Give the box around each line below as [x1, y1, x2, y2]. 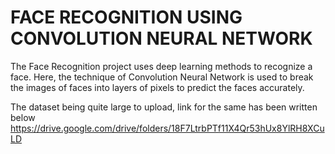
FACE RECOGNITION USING [10, 6, 243, 29]
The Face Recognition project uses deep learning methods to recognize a [10, 60, 313, 72]
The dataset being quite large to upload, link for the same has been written [10, 101, 318, 113]
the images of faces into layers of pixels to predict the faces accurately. [10, 81, 305, 93]
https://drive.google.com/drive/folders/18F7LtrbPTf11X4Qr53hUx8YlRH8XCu [10, 122, 325, 134]
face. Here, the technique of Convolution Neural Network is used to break [10, 71, 314, 83]
